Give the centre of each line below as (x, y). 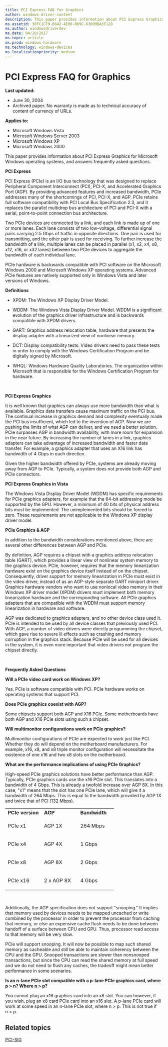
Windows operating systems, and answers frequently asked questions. (78, 162)
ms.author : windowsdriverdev (35, 29)
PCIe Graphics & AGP (27, 530)
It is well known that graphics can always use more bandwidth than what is (82, 406)
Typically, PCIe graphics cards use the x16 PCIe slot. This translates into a (81, 780)
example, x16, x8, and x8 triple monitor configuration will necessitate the (80, 749)
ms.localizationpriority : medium (40, 52)
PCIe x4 (17, 844)
